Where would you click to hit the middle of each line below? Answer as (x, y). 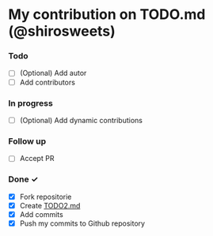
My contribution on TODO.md (107, 15)
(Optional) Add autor (53, 73)
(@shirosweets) (62, 31)
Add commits (41, 214)
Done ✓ (23, 179)
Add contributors (47, 82)
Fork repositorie (46, 197)
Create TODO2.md (50, 205)
